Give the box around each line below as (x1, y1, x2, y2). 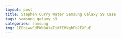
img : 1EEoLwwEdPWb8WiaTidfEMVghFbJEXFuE (5, 26, 92, 31)
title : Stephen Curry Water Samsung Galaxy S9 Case (5, 12, 116, 17)
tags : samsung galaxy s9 (5, 16, 57, 21)
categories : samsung (5, 21, 49, 26)
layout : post (5, 7, 33, 12)
